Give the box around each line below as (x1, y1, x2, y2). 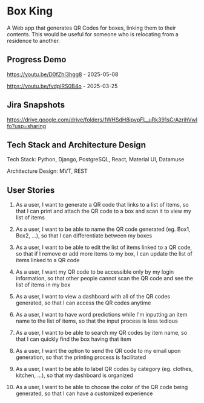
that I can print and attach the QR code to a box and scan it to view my (15, 207, 191, 215)
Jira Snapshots (7, 100, 65, 110)
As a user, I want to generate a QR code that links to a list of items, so (15, 201, 189, 208)
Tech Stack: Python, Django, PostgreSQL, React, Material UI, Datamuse (7, 156, 185, 163)
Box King (7, 4, 53, 18)
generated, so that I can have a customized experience (15, 390, 153, 397)
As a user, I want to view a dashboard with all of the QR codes (15, 293, 171, 300)
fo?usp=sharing (7, 122, 47, 129)
